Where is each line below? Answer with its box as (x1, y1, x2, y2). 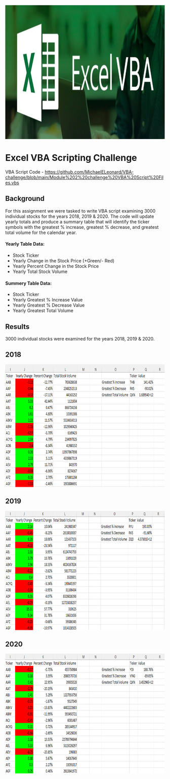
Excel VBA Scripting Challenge (5, 152, 138, 164)
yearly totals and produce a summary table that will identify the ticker (5, 218, 150, 225)
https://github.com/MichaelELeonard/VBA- (45, 168, 134, 175)
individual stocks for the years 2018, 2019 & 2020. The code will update (5, 213, 154, 219)
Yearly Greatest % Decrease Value (12, 302, 85, 309)
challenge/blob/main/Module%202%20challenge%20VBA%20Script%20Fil (5, 174, 163, 180)
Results (5, 322, 30, 331)
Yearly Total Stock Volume (12, 268, 68, 275)
